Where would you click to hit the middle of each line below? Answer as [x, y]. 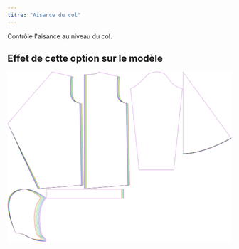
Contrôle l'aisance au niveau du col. [60, 36]
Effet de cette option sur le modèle [85, 59]
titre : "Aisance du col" [44, 15]
